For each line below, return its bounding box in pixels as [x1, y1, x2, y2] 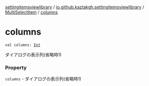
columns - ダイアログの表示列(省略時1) [5, 76, 82, 82]
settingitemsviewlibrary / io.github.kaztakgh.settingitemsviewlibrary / [5, 4, 145, 10]
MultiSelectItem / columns [5, 9, 58, 15]
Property [5, 64, 27, 71]
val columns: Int [5, 43, 41, 47]
